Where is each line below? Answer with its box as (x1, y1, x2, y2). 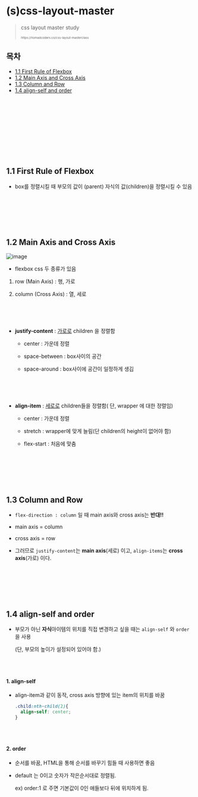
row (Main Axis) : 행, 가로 (14, 278, 76, 285)
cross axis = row (14, 535, 56, 542)
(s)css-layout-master (6, 4, 115, 18)
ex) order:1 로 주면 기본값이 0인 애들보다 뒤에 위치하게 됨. (14, 784, 149, 792)
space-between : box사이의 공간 (23, 353, 102, 360)
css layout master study (20, 24, 80, 31)
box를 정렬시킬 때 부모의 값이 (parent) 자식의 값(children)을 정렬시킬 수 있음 (14, 183, 192, 190)
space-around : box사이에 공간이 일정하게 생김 (23, 365, 134, 373)
